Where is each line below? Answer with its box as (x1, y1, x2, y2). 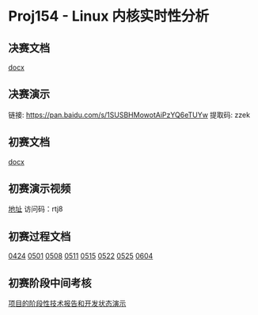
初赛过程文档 (8, 230, 71, 243)
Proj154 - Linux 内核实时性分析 (8, 7, 210, 25)
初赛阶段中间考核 (8, 276, 92, 290)
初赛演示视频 (8, 182, 71, 195)
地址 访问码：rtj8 (8, 204, 63, 214)
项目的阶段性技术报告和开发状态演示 (8, 298, 127, 309)
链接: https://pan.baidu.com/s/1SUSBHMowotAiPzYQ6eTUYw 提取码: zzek (8, 110, 251, 120)
